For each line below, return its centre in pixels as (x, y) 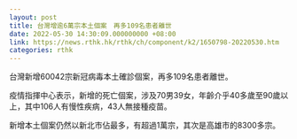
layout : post (33, 17)
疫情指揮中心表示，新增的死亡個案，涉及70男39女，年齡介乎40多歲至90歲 (145, 96)
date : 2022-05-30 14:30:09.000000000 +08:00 (93, 34)
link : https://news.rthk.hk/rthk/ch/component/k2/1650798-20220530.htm (144, 42)
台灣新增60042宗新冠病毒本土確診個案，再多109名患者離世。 (121, 77)
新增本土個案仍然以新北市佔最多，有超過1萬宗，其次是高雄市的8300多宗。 (145, 126)
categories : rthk (41, 50)
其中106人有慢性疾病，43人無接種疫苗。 (98, 106)
